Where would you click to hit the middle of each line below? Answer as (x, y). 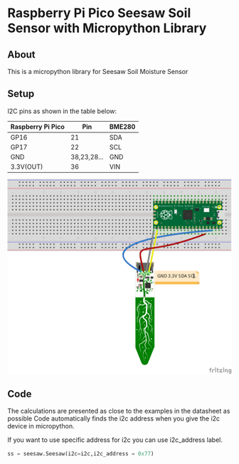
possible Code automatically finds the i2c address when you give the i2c (114, 418)
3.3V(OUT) (27, 167)
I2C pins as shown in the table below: (62, 111)
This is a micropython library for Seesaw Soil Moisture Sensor (98, 72)
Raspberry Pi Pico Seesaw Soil (99, 13)
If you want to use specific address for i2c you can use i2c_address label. (115, 440)
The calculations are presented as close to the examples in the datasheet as (119, 411)
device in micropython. (41, 426)
